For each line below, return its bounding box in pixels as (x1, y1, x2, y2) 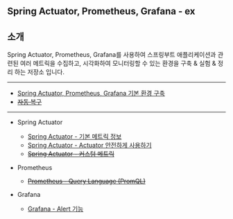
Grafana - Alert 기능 (27, 204, 84, 213)
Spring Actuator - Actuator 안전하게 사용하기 (27, 141, 152, 150)
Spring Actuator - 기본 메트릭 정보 (27, 132, 122, 141)
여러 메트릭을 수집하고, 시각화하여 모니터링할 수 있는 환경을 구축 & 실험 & (19, 59, 216, 68)
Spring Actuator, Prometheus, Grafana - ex (7, 6, 196, 17)
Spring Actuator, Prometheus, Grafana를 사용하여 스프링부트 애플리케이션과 (7, 51, 216, 59)
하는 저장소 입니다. (14, 68, 64, 76)
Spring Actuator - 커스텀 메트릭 (27, 150, 114, 158)
